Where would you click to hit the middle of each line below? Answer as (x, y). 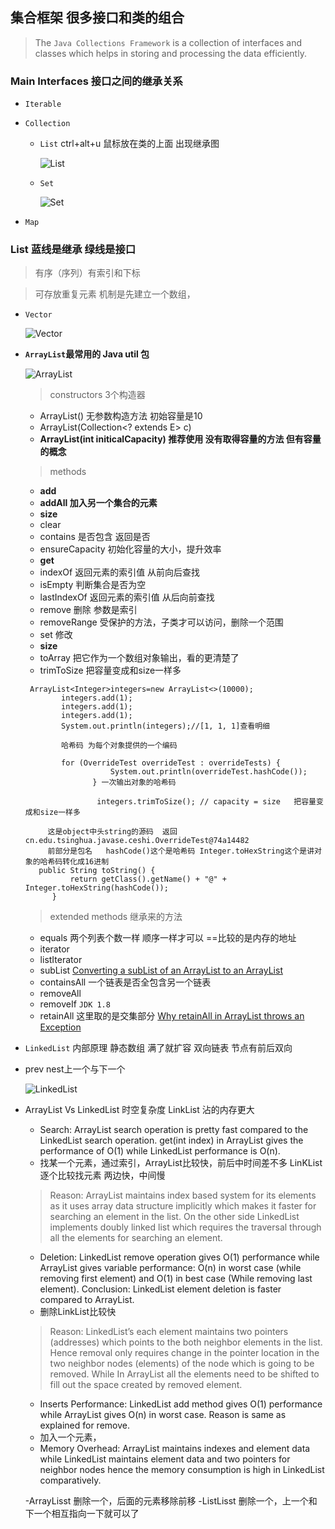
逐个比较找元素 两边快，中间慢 (102, 1175)
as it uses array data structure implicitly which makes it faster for (183, 1206)
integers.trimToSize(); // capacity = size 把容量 (206, 802)
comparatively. (70, 1480)
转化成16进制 (86, 862)
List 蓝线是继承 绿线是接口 (73, 250)
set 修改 (56, 635)
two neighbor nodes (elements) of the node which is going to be (182, 1364)
